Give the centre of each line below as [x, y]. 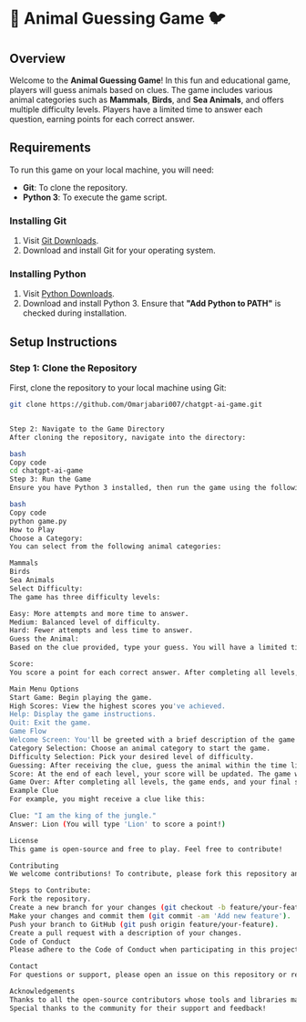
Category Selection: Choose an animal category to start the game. [140, 748]
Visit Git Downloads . [61, 241]
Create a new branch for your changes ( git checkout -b [117, 908]
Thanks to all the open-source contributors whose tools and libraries [148, 1000]
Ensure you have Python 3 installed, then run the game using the [138, 488]
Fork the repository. [51, 899]
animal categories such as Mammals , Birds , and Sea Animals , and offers [147, 99]
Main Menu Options [44, 689]
